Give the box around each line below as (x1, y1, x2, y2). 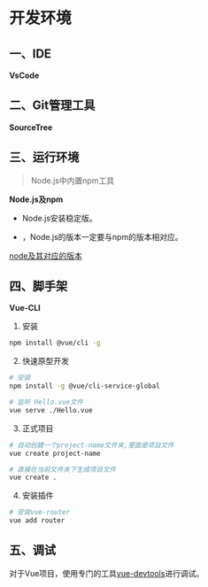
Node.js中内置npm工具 (30, 174, 115, 186)
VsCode (9, 70, 40, 81)
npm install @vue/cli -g (9, 338, 101, 348)
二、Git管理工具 (9, 98, 96, 113)
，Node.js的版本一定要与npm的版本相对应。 (21, 231, 183, 242)
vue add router (9, 516, 65, 525)
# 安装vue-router (9, 508, 71, 517)
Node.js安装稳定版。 (21, 212, 97, 223)
